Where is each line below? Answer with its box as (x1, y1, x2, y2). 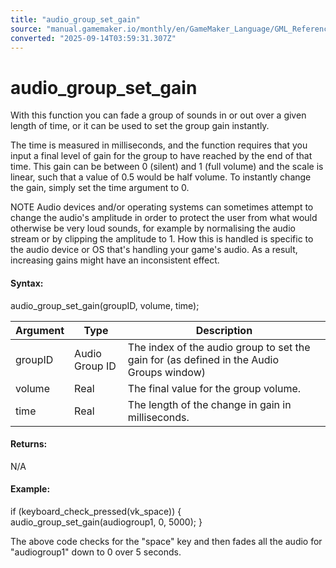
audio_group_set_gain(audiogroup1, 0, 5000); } (10, 516, 203, 528)
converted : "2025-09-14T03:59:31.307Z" (10, 33, 177, 43)
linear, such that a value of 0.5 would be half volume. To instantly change (10, 171, 312, 183)
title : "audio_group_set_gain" (10, 14, 141, 25)
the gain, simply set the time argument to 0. (10, 182, 190, 194)
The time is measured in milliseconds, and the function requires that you (10, 139, 308, 151)
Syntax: (10, 277, 44, 289)
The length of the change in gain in (127, 397, 292, 411)
